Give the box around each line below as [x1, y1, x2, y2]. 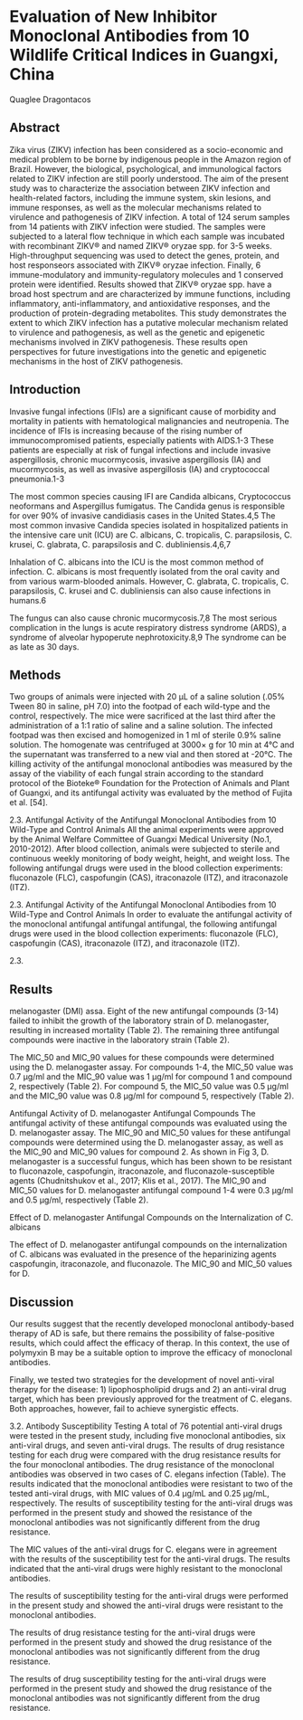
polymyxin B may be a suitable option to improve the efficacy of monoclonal [9, 1347, 292, 1358]
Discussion [9, 1294, 74, 1309]
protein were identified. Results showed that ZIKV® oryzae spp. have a [9, 279, 272, 290]
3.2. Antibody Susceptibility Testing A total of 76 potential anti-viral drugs [9, 1421, 283, 1431]
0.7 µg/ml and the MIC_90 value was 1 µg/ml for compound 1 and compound [9, 1071, 292, 1082]
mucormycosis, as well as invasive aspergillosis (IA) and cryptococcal [9, 463, 270, 474]
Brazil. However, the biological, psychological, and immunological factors [9, 163, 282, 174]
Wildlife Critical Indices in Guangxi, [9, 45, 279, 65]
